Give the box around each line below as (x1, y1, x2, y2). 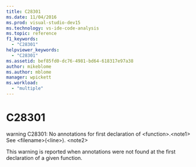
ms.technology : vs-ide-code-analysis (6, 25, 99, 31)
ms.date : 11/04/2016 (6, 14, 57, 20)
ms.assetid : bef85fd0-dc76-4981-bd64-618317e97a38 (6, 58, 134, 64)
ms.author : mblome (6, 69, 52, 75)
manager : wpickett (6, 74, 52, 80)
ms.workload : (6, 80, 38, 86)
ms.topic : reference (6, 31, 57, 37)
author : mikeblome (6, 63, 52, 70)
